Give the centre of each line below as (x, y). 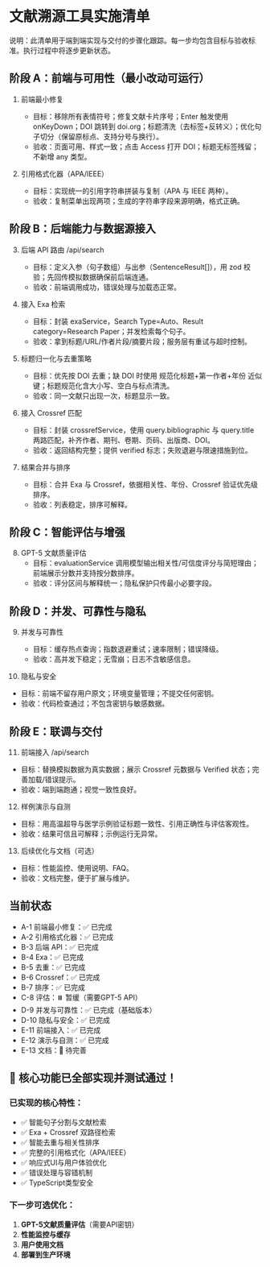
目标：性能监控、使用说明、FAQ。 (77, 868)
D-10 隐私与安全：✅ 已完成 (65, 1020)
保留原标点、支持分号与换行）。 (112, 136)
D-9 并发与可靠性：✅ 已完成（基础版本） (88, 1010)
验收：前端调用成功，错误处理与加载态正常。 (107, 287)
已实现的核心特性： (46, 1103)
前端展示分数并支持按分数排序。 (86, 573)
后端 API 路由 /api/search (62, 250)
